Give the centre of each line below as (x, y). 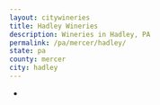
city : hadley (34, 68)
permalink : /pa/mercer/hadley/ (68, 43)
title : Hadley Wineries (54, 26)
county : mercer (38, 59)
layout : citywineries (50, 17)
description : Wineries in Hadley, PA (80, 34)
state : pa (28, 51)
